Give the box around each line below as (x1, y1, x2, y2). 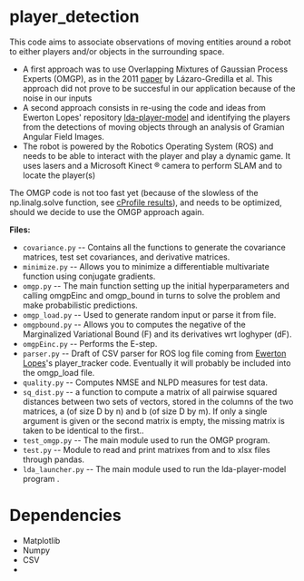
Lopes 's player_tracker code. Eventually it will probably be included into (22, 357, 291, 369)
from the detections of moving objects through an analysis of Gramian (22, 121, 285, 133)
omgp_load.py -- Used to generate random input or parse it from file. (22, 309, 277, 320)
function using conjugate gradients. (22, 271, 156, 281)
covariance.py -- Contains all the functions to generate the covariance (22, 241, 286, 252)
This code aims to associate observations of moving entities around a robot (9, 36, 292, 47)
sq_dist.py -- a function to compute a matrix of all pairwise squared (22, 386, 278, 397)
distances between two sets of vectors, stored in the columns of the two (22, 396, 294, 407)
